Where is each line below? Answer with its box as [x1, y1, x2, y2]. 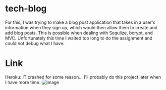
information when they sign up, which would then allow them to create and [5, 24, 158, 30]
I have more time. [5, 79, 41, 85]
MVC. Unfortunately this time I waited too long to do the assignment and [5, 35, 153, 41]
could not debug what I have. [5, 40, 65, 46]
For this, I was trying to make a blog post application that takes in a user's [5, 19, 156, 25]
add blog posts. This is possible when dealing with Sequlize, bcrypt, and [5, 30, 153, 36]
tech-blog [5, 3, 47, 14]
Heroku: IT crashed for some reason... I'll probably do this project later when [5, 74, 161, 80]
